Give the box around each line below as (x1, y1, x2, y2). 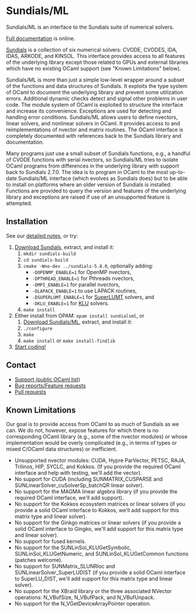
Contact (6, 360, 36, 370)
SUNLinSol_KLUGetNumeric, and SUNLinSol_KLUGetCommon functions (14, 550, 189, 557)
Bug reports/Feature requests (14, 382, 86, 389)
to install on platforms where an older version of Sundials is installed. (6, 181, 172, 188)
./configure (23, 325, 53, 332)
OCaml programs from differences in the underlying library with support (6, 162, 180, 169)
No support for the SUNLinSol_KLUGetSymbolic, (14, 544, 132, 551)
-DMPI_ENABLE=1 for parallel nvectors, (32, 281, 121, 288)
